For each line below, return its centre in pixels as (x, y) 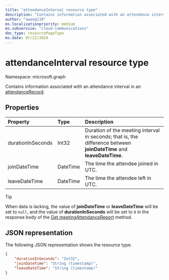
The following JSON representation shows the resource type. (69, 245)
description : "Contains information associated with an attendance (77, 15)
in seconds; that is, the (111, 136)
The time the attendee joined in (121, 163)
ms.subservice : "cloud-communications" (47, 29)
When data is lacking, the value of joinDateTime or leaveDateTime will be (82, 206)
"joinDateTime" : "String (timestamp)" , (56, 264)
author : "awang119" (26, 19)
